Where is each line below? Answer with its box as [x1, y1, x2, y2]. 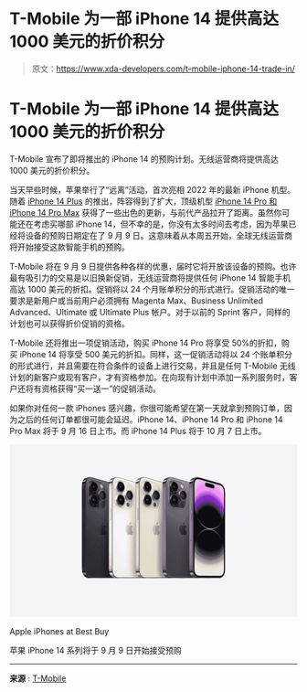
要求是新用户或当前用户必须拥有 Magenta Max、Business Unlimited [9, 294, 263, 306]
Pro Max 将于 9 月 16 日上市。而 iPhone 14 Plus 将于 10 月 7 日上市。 [9, 425, 267, 436]
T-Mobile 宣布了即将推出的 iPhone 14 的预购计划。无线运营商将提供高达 [9, 153, 279, 165]
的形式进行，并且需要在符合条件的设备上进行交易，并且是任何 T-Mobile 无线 [9, 360, 296, 371]
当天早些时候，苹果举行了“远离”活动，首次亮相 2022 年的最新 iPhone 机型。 [9, 184, 295, 195]
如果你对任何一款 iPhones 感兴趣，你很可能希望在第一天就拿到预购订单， [9, 402, 285, 413]
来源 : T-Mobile [9, 673, 67, 684]
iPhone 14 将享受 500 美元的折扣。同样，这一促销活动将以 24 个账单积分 [19, 348, 293, 359]
